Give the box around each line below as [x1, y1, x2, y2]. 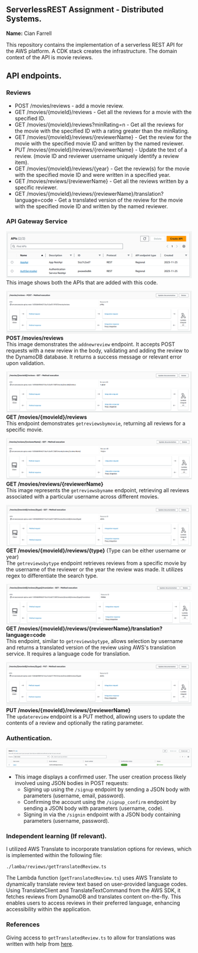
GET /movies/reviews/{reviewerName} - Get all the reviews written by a [14, 177, 189, 185]
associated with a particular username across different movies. [6, 493, 159, 500]
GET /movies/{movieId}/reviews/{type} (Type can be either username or [6, 547, 187, 554]
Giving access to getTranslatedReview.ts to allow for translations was [6, 934, 176, 941]
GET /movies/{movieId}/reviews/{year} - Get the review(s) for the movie [14, 165, 190, 172]
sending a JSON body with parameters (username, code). [23, 805, 164, 812]
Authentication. [6, 734, 52, 742]
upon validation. [6, 359, 45, 366]
